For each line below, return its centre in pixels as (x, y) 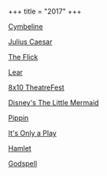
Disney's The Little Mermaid (54, 103)
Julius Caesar (30, 42)
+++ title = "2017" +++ (45, 11)
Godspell (23, 163)
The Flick (23, 57)
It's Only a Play (32, 133)
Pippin (18, 118)
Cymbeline (26, 26)
